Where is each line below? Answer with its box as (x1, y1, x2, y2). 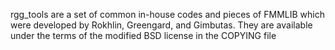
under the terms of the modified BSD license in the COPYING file (10, 30, 277, 41)
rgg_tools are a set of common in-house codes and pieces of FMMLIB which (10, 9, 325, 20)
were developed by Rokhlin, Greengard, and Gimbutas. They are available (10, 19, 313, 31)
